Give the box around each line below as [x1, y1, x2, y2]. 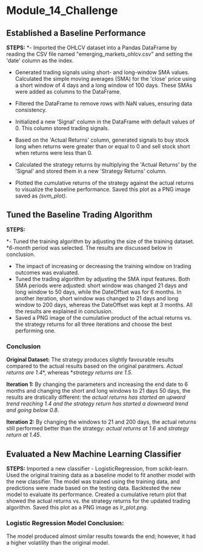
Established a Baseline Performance [6, 28, 146, 38]
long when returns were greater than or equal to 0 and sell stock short [15, 143, 190, 150]
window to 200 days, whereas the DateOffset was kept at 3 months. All [15, 301, 193, 308]
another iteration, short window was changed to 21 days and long [15, 294, 179, 302]
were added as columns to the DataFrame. [15, 88, 121, 95]
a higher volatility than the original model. [6, 539, 110, 547]
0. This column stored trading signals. [15, 125, 110, 131]
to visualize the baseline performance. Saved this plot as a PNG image [15, 186, 191, 193]
